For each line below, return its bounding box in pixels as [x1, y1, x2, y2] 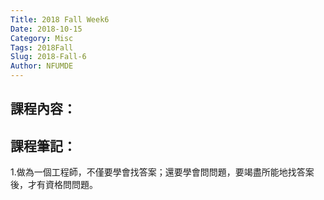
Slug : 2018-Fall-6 [10, 52, 87, 62]
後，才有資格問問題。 [10, 179, 98, 191]
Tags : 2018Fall [10, 42, 74, 53]
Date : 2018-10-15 [10, 24, 83, 34]
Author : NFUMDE [10, 61, 74, 71]
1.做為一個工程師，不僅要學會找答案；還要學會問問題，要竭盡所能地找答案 [10, 166, 315, 178]
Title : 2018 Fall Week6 [10, 14, 110, 25]
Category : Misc [10, 33, 74, 43]
